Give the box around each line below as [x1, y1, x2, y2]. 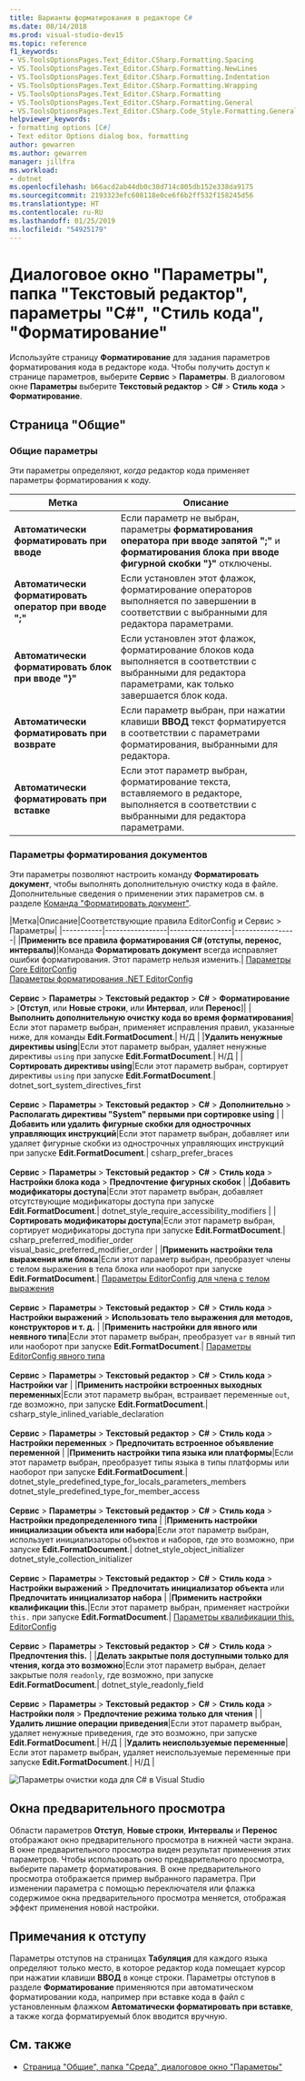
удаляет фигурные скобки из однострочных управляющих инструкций [9, 1138, 284, 1149]
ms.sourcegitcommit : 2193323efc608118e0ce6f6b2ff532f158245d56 [9, 191, 254, 200]
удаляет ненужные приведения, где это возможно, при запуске [9, 1728, 258, 1739]
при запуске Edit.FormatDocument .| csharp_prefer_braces [9, 1147, 233, 1158]
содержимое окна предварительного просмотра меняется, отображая [9, 1893, 287, 1904]
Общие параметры [9, 444, 98, 457]
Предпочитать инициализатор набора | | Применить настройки [9, 1592, 262, 1603]
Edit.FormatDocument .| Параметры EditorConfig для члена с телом [9, 1273, 271, 1284]
